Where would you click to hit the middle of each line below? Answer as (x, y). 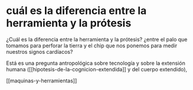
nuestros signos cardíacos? (40, 51)
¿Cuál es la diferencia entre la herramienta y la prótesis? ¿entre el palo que (97, 39)
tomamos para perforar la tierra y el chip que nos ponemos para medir (92, 46)
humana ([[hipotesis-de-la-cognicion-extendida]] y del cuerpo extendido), (97, 69)
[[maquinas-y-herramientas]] (42, 81)
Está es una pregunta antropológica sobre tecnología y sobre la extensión (96, 63)
